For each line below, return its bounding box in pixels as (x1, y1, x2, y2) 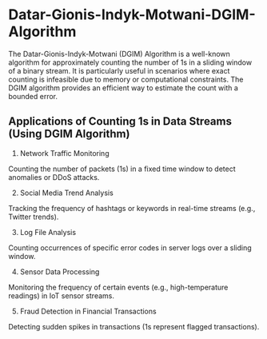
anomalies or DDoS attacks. (8, 172, 100, 181)
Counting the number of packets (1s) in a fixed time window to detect (8, 164, 236, 173)
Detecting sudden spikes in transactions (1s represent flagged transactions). (8, 321, 260, 331)
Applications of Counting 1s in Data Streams (8, 114, 232, 129)
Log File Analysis (19, 227, 77, 237)
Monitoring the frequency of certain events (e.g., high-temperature (8, 282, 229, 292)
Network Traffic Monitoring (19, 148, 110, 158)
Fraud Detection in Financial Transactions (19, 306, 157, 316)
